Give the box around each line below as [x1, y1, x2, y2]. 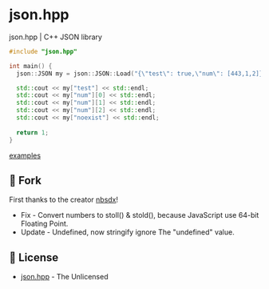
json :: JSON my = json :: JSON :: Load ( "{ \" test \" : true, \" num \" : [16, 70, 224, 78]
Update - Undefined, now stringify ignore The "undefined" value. [20, 227, 235, 237]
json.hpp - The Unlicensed [20, 272, 109, 282]
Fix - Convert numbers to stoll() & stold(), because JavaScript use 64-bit [20, 211, 259, 220]
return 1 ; [16, 128, 49, 137]
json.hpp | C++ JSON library [9, 32, 103, 42]
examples [9, 151, 42, 160]
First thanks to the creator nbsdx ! [9, 195, 119, 205]
